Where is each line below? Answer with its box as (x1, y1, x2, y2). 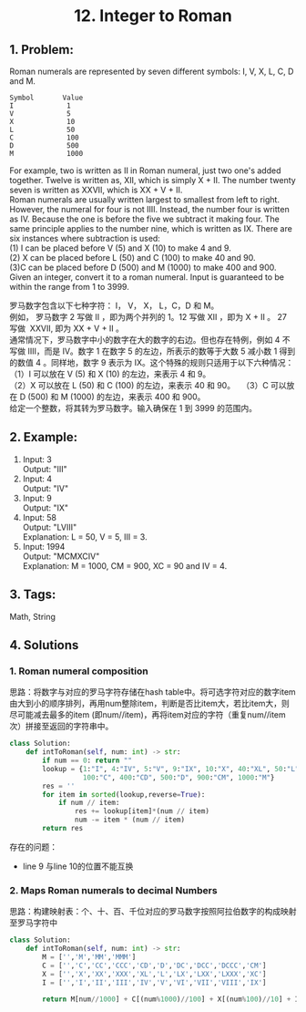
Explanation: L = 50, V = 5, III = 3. (22, 531, 148, 542)
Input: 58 (22, 511, 57, 522)
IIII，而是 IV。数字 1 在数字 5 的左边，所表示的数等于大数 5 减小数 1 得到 (26, 346, 296, 356)
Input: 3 (22, 453, 52, 465)
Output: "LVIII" (22, 521, 77, 532)
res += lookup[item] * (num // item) (74, 807, 209, 816)
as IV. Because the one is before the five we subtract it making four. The (9, 213, 280, 224)
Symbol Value (9, 93, 84, 102)
